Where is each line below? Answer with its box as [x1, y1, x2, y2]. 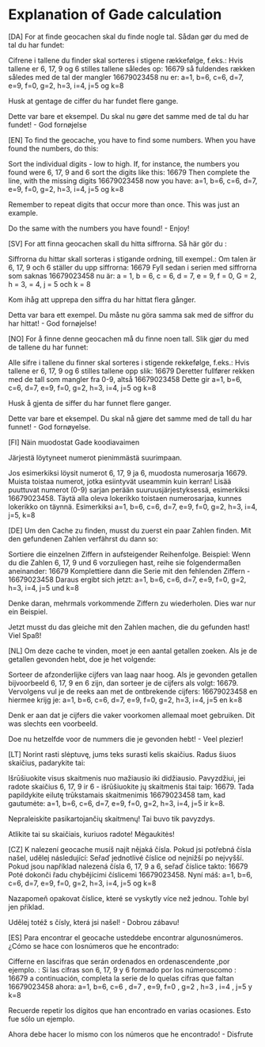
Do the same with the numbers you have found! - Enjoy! [8, 224, 190, 233]
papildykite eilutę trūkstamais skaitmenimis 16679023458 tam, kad [8, 790, 225, 800]
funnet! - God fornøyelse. [8, 422, 91, 431]
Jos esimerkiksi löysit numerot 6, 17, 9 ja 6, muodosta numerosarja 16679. [8, 468, 248, 477]
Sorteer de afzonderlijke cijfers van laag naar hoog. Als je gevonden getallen [8, 670, 258, 679]
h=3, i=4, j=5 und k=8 [8, 583, 79, 592]
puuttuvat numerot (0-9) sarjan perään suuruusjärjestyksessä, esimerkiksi [8, 485, 250, 495]
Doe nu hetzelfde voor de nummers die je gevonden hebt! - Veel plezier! [8, 734, 244, 743]
